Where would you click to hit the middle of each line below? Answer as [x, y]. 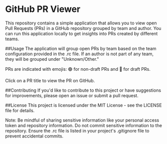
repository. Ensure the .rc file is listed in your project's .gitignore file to [77, 131]
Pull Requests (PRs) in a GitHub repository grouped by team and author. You [83, 28]
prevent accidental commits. [34, 136]
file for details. [20, 110]
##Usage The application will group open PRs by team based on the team [81, 48]
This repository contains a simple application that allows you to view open [81, 23]
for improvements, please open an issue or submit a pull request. [72, 95]
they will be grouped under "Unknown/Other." [52, 59]
